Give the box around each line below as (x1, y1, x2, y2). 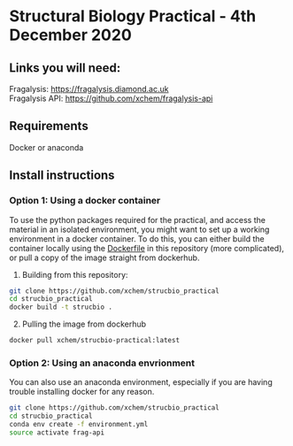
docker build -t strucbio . (9, 303, 113, 311)
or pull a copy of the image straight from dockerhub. (9, 252, 200, 263)
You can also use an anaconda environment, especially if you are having (9, 377, 273, 388)
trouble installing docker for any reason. (9, 387, 155, 397)
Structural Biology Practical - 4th (9, 6, 257, 27)
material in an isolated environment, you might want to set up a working (9, 224, 270, 235)
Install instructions (9, 168, 115, 183)
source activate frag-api (9, 427, 104, 437)
